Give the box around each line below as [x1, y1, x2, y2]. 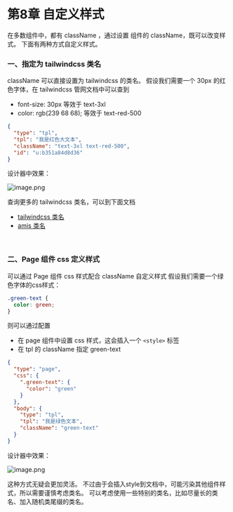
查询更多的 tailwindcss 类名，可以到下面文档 [7, 198, 135, 206]
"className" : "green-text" [20, 425, 99, 432]
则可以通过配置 [7, 321, 51, 330]
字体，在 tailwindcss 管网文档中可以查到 [13, 85, 130, 94]
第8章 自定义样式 [7, 6, 105, 23]
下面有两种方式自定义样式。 [20, 39, 102, 48]
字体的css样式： [13, 281, 61, 289]
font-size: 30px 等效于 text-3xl [17, 100, 107, 109]
